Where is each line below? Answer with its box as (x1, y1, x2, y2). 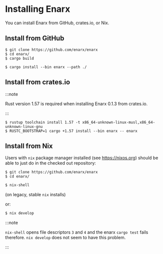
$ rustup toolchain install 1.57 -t (5, 120, 80, 125)
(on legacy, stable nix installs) (5, 192, 66, 198)
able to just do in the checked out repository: (5, 160, 96, 166)
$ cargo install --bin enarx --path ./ (5, 64, 87, 70)
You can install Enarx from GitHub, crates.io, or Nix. (5, 20, 109, 26)
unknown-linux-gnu (5, 124, 43, 129)
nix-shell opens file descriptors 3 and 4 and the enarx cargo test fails (5, 229, 149, 235)
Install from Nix (5, 142, 53, 150)
